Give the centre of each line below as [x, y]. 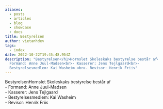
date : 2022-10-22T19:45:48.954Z [38, 54]
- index [17, 50]
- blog [16, 23]
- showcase [20, 28]
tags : [10, 46]
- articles [20, 18]
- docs [16, 32]
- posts [17, 14]
